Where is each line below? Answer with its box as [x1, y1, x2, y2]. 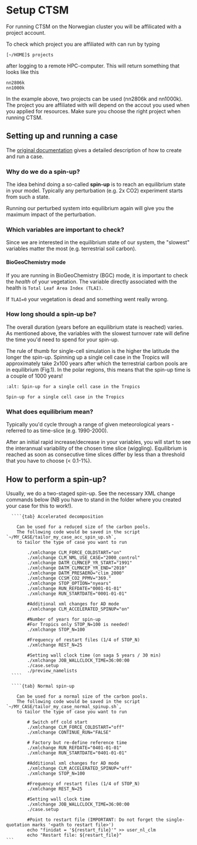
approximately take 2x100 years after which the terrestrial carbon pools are [6, 359, 188, 367]
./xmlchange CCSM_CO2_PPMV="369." [27, 575, 111, 581]
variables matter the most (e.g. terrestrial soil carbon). [6, 245, 137, 253]
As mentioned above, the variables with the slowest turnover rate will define [6, 329, 189, 336]
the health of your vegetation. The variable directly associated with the [6, 278, 177, 285]
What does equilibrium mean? [6, 408, 94, 416]
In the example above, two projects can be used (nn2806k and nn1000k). [6, 95, 183, 102]
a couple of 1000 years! [6, 372, 63, 379]
